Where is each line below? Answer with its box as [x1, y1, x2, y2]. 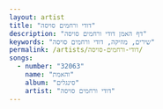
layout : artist [9, 12, 65, 22]
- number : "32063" [17, 62, 85, 71]
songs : [9, 54, 33, 62]
